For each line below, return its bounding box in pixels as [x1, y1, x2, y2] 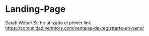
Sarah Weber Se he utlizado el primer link [5, 20, 92, 26]
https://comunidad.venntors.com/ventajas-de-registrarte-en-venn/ [5, 25, 144, 31]
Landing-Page [5, 3, 66, 15]
